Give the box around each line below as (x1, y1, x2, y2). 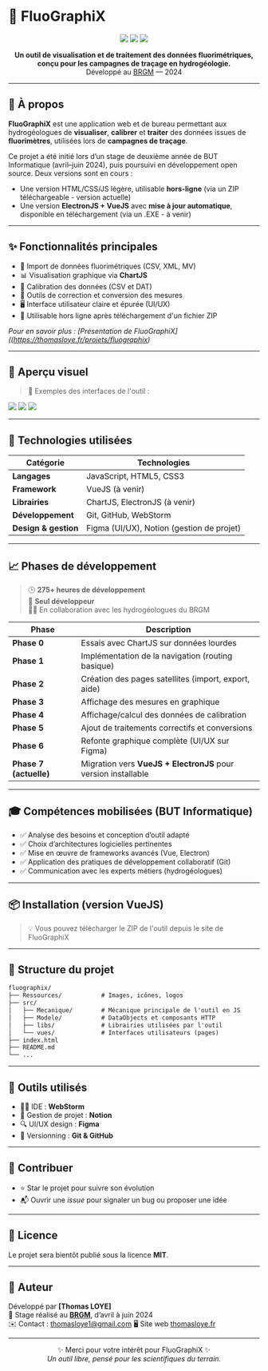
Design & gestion (12, 523, 79, 534)
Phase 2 (12, 678, 44, 689)
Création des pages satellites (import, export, (81, 674, 250, 684)
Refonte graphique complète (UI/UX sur (81, 735, 230, 746)
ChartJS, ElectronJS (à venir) (86, 497, 195, 508)
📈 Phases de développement (8, 559, 157, 573)
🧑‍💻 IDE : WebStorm (19, 1102, 85, 1111)
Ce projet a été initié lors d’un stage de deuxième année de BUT (8, 151, 219, 161)
